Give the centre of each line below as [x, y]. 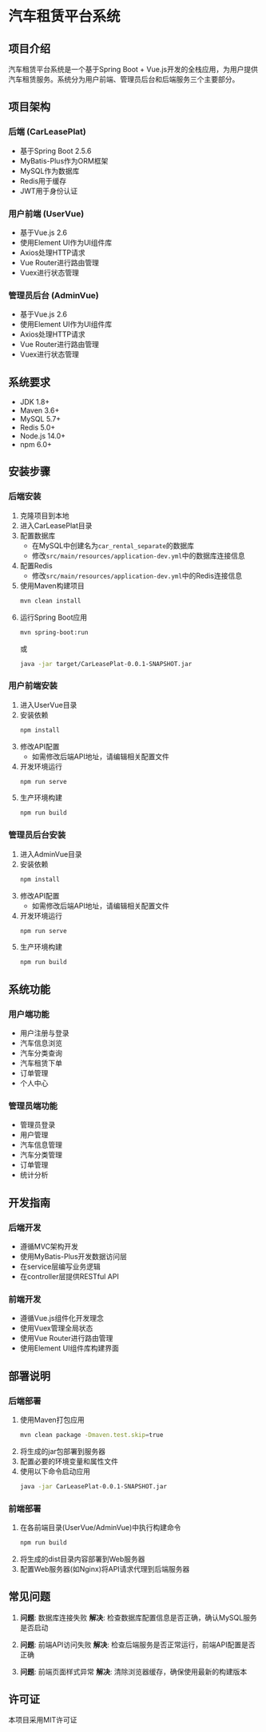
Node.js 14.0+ [43, 436]
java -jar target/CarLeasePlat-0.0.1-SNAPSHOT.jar [106, 664]
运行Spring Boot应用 [54, 617]
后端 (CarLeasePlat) [47, 131]
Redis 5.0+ [38, 428]
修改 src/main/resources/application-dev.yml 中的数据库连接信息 [138, 555]
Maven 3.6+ [40, 410]
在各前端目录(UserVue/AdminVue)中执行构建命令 [100, 1527]
